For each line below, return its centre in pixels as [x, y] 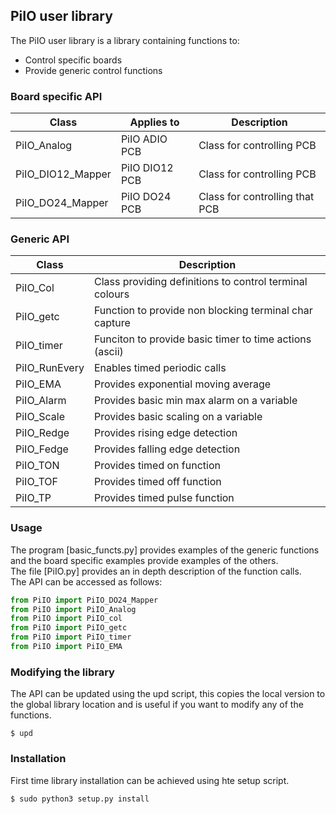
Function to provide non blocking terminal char [203, 311]
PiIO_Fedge [42, 449]
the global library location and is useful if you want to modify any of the [157, 705]
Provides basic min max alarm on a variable [195, 401]
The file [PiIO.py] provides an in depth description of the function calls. [156, 571]
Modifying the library [62, 672]
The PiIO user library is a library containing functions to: [125, 40]
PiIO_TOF [36, 482]
